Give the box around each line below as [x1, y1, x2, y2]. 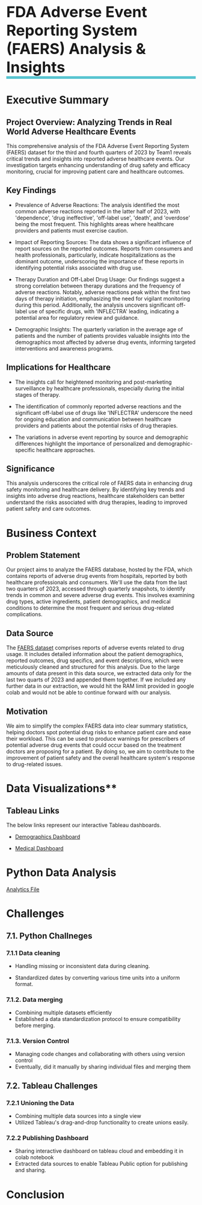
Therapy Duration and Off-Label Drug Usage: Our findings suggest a [14, 275, 185, 283]
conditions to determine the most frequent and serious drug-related [6, 604, 174, 612]
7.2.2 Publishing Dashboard [6, 1134, 89, 1142]
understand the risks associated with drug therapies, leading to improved [6, 498, 188, 506]
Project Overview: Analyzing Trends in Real [6, 117, 173, 127]
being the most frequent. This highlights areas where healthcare [14, 220, 174, 227]
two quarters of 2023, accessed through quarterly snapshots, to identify [6, 585, 186, 592]
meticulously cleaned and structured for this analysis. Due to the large [6, 663, 180, 670]
